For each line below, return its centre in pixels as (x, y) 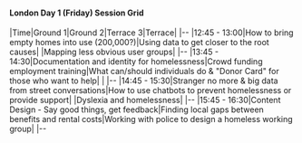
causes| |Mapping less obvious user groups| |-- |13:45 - (114, 52)
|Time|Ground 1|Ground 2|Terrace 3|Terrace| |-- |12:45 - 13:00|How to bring (151, 33)
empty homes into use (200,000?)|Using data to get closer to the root (139, 43)
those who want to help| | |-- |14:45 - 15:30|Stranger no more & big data (144, 81)
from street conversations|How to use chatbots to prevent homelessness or (151, 91)
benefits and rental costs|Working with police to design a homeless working (151, 119)
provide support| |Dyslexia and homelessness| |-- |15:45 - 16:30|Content (145, 100)
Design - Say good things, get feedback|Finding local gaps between (137, 110)
